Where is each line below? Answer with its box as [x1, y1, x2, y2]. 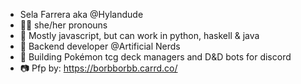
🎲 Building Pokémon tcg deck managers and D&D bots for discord [19, 51, 292, 63]
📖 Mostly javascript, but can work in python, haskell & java [19, 30, 260, 41]
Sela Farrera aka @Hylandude [19, 9, 144, 20]
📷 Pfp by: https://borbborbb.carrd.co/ [19, 62, 178, 74]
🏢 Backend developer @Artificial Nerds [19, 40, 181, 52]
